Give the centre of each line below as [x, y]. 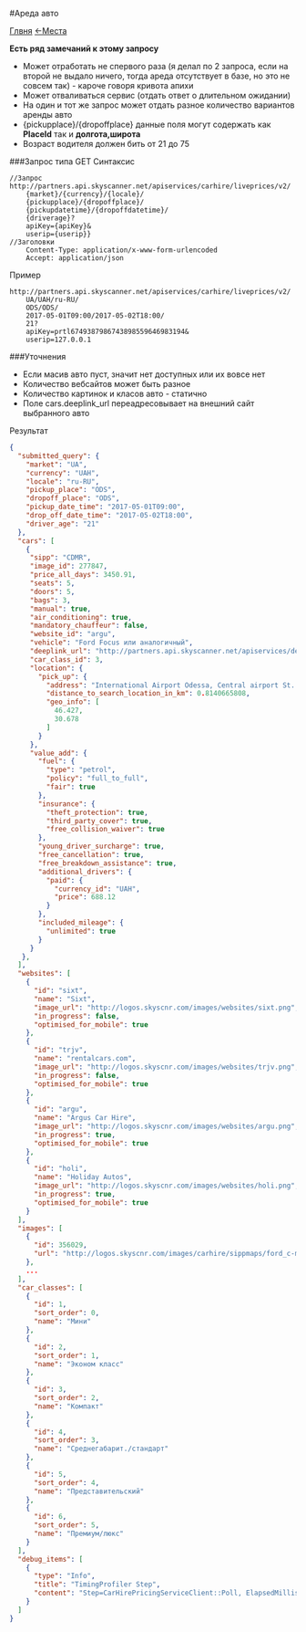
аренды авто [47, 115]
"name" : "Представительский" [89, 1491]
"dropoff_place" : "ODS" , [73, 498]
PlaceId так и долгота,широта [82, 134]
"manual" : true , [61, 609]
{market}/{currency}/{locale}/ [85, 194]
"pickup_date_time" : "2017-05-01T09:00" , [105, 507]
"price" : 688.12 [85, 897]
